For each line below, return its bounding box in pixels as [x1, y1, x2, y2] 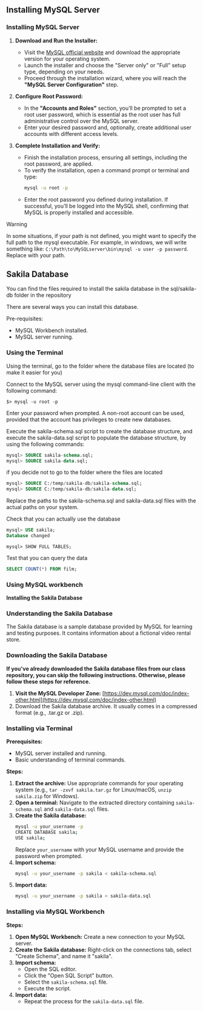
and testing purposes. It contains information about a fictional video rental [6, 629, 191, 637]
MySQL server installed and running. [15, 749, 107, 757]
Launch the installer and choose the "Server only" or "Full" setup [24, 61, 186, 69]
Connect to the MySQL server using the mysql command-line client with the [6, 380, 196, 388]
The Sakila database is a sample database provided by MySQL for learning [6, 623, 193, 631]
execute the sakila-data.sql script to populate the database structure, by [6, 434, 187, 441]
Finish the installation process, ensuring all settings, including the [24, 154, 187, 161]
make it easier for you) [6, 368, 62, 376]
